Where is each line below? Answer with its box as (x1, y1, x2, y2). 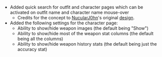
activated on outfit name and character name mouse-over (9, 9, 129, 15)
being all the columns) (17, 36, 63, 42)
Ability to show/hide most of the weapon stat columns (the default (17, 31, 154, 36)
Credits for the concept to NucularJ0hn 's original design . (17, 15, 135, 20)
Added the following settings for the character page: (9, 20, 118, 26)
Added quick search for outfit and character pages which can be (9, 4, 143, 10)
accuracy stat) (17, 47, 47, 52)
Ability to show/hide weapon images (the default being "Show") (17, 25, 149, 31)
